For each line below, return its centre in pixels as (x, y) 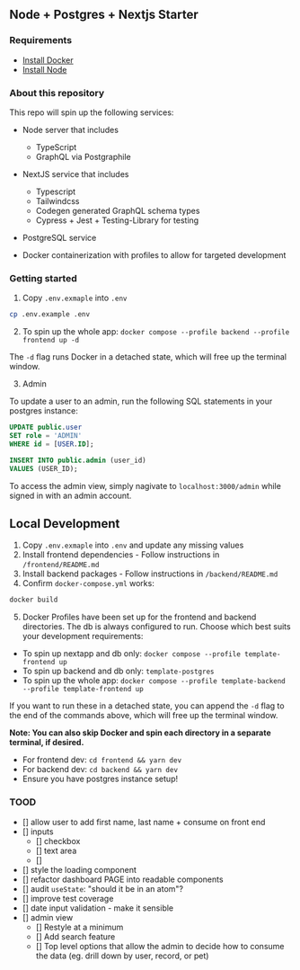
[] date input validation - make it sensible (98, 908)
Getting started (44, 278)
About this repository (57, 93)
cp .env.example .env (50, 315)
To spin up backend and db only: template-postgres (118, 671)
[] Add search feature (75, 936)
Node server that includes (71, 129)
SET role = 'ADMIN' (46, 436)
